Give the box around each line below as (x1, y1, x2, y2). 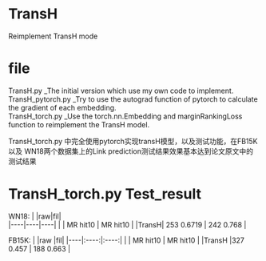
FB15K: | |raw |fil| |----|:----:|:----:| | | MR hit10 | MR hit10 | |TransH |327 (8, 235, 245, 245)
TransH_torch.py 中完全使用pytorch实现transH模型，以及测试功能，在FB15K (8, 136, 258, 146)
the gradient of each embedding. (8, 102, 117, 112)
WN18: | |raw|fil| (8, 211, 62, 221)
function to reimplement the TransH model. (8, 119, 150, 129)
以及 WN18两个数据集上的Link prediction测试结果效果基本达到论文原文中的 (8, 146, 254, 156)
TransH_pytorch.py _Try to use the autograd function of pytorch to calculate (8, 94, 258, 104)
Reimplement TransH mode (8, 31, 98, 41)
